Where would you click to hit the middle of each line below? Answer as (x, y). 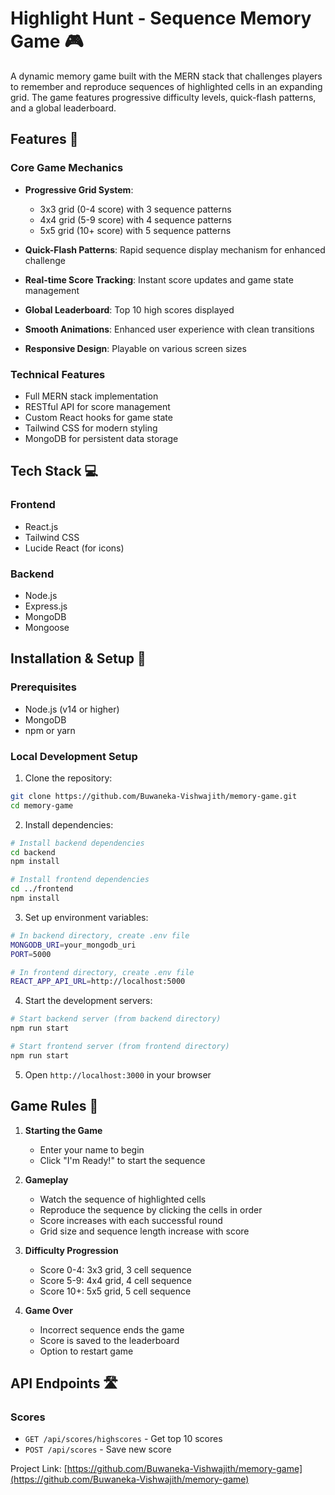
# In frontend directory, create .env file (102, 972)
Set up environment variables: (86, 917)
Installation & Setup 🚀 (78, 658)
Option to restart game (86, 1351)
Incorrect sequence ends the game (112, 1329)
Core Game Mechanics (67, 168)
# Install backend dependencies (77, 843)
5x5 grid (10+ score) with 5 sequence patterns (135, 230)
